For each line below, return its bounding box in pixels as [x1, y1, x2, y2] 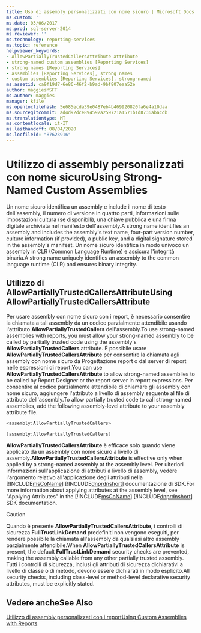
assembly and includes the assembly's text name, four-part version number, [6, 228, 195, 236]
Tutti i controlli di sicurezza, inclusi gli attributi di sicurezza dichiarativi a [6, 561, 183, 568]
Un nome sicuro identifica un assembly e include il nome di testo [6, 203, 166, 210]
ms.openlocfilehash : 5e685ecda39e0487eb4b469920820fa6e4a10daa [6, 103, 168, 110]
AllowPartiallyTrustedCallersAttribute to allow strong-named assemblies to [6, 370, 195, 378]
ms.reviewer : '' [6, 31, 47, 37]
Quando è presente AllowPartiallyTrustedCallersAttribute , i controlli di [6, 522, 183, 530]
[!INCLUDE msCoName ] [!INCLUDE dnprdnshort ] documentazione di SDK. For [6, 480, 195, 488]
